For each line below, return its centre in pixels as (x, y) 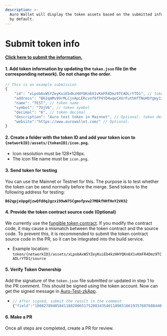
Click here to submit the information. (44, 57)
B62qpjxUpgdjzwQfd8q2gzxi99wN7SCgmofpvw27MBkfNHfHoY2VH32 (66, 201)
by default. (22, 19)
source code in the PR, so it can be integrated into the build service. (75, 239)
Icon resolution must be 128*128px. (49, 154)
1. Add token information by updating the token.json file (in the (71, 69)
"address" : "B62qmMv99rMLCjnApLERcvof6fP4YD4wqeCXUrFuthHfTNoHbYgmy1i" (90, 98)
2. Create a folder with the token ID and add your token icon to (70, 137)
